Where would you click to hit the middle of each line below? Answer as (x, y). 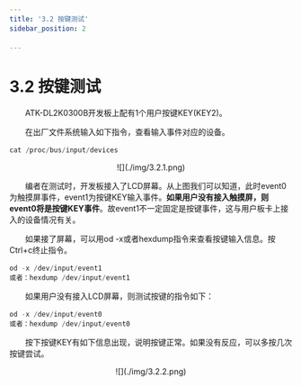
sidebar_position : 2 (48, 28)
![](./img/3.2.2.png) (151, 371)
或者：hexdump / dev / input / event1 (70, 278)
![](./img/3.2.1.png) (151, 167)
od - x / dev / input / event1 (56, 269)
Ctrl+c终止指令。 (40, 250)
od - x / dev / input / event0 (56, 314)
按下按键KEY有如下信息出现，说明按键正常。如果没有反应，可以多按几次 (159, 342)
